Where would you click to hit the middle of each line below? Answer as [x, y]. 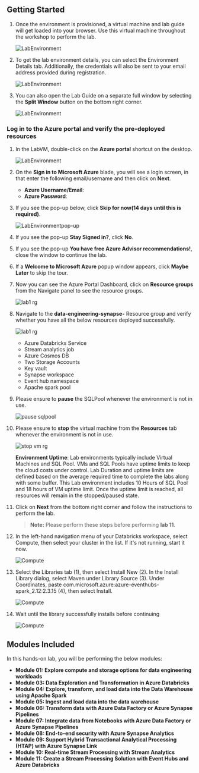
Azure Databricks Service [55, 343]
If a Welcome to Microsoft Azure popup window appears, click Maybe [102, 266]
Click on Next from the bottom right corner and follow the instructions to [104, 507]
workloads [29, 676]
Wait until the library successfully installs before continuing [87, 614]
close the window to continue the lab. [61, 255]
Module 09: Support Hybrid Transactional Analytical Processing [96, 739]
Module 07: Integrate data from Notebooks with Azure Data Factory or [103, 720]
